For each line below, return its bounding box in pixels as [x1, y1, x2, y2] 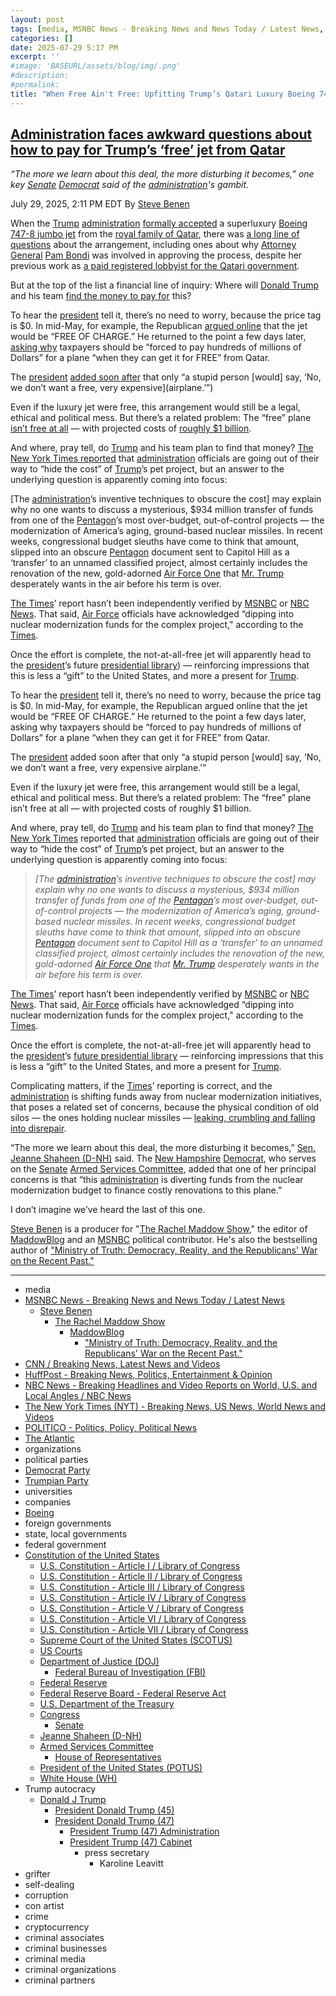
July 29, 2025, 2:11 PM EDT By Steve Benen [10, 198, 190, 210]
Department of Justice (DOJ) [39, 1656, 160, 1668]
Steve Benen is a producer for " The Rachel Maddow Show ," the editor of [10, 1223, 308, 1235]
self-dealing [24, 1879, 75, 1891]
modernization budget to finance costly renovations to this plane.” [10, 1184, 283, 1196]
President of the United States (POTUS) [39, 1762, 203, 1774]
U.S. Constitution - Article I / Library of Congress [39, 1560, 241, 1572]
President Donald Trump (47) [54, 1815, 175, 1827]
